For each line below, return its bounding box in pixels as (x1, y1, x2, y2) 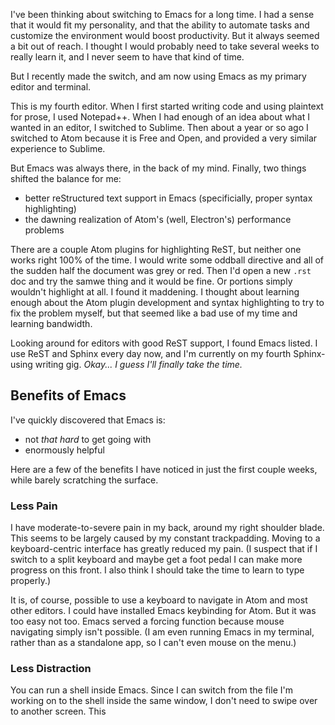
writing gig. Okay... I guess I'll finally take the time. (34, 359, 243, 370)
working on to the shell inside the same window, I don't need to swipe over (10, 695, 318, 707)
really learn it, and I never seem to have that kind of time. (10, 51, 245, 63)
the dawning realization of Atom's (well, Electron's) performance (24, 214, 292, 225)
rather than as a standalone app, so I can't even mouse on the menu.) (10, 637, 297, 649)
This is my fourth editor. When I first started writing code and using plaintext (10, 100, 324, 112)
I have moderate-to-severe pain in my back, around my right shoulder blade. (10, 522, 325, 534)
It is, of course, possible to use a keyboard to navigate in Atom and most (10, 594, 308, 606)
